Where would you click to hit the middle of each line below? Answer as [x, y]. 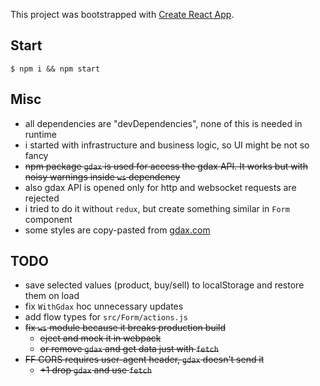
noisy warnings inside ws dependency [102, 176]
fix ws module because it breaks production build [125, 328]
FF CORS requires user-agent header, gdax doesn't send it [144, 360]
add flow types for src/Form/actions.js [106, 317]
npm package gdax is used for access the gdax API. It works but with [166, 166]
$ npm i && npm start [55, 69]
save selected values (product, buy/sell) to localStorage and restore [164, 285]
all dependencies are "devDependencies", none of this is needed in [163, 123]
